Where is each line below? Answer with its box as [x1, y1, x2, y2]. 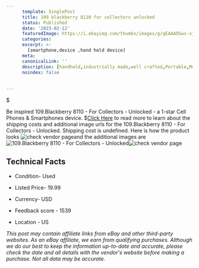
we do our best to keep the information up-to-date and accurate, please [6, 243, 183, 250]
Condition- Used [14, 173, 56, 180]
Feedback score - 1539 [14, 207, 72, 214]
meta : [21, 53, 36, 59]
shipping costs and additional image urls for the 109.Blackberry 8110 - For [6, 121, 185, 127]
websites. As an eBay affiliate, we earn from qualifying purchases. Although [6, 236, 192, 243]
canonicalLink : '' [21, 58, 68, 64]
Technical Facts [6, 157, 66, 167]
